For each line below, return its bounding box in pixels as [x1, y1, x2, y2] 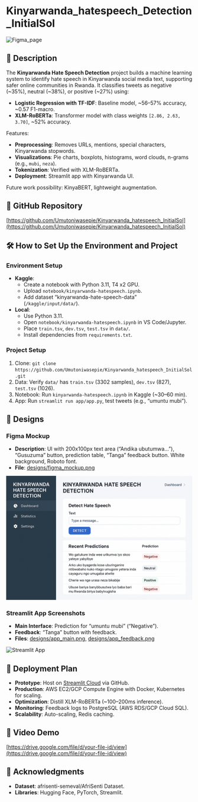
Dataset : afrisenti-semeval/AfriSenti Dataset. [14, 783, 125, 790]
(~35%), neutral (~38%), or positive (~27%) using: [6, 87, 129, 95]
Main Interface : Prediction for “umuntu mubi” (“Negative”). [14, 622, 158, 630]
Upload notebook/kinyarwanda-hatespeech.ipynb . [23, 288, 142, 295]
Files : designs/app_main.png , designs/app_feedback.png [14, 635, 155, 642]
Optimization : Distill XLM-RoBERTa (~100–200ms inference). [14, 698, 164, 705]
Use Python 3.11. [23, 312, 64, 320]
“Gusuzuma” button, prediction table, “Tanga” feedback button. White [14, 452, 185, 459]
